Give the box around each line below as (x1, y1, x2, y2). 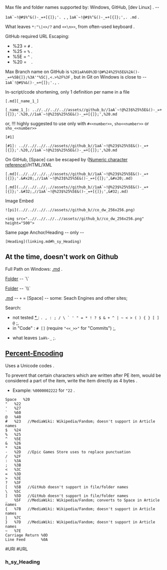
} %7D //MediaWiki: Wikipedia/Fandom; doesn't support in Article (5, 519, 155, 524)
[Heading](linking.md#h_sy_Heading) (5, 239, 81, 244)
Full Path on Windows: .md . (5, 266, 62, 272)
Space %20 (5, 397, 30, 402)
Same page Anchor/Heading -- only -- (5, 230, 84, 235)
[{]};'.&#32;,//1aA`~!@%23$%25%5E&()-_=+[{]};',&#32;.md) (5, 189, 128, 194)
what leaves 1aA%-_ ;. (12, 335, 56, 341)
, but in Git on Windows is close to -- (71, 74, 147, 80)
